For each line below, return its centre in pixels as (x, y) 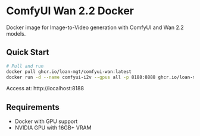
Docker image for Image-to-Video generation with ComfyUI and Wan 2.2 (95, 27)
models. (16, 33)
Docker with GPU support (46, 121)
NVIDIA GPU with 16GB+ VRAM (53, 128)
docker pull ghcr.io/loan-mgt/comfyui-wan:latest (69, 72)
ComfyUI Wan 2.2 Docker (70, 11)
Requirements (33, 107)
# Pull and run (25, 66)
